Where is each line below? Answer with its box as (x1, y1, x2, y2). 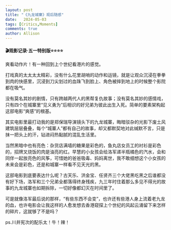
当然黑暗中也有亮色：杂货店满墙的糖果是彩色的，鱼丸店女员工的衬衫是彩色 (5, 143, 161, 149)
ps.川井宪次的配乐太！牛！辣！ (5, 219, 70, 225)
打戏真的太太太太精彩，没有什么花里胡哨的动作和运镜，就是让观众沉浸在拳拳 (5, 72, 166, 78)
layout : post (5, 7, 33, 13)
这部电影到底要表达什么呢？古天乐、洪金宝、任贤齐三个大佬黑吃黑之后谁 (5, 172, 157, 178)
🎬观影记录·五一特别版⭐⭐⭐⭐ (5, 47, 64, 53)
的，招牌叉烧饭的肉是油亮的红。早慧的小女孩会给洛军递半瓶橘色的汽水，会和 (5, 149, 166, 155)
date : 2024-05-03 (5, 17, 47, 22)
